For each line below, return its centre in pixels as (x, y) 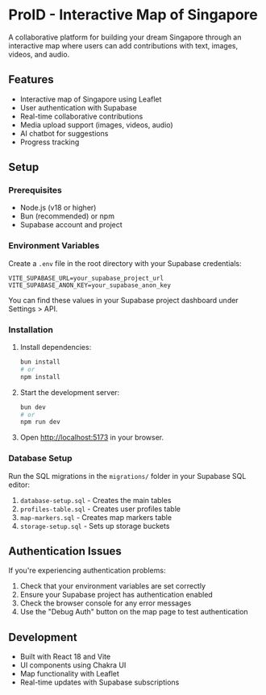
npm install (40, 377)
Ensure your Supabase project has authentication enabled (116, 595)
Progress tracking (50, 142)
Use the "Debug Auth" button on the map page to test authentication (134, 612)
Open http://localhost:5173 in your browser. (91, 438)
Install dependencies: (56, 347)
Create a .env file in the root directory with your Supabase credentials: (125, 263)
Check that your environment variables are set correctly (113, 586)
